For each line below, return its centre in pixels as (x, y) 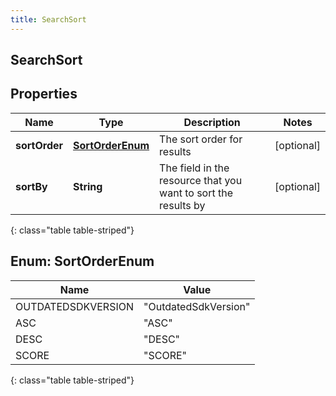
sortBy (31, 186)
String (88, 186)
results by (182, 205)
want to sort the (196, 193)
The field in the (194, 168)
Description (212, 122)
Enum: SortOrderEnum (82, 261)
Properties (44, 94)
